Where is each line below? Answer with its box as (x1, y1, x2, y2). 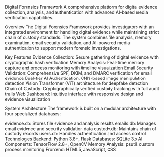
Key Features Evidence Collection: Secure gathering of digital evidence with (5, 54, 159, 60)
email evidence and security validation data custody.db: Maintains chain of (5, 126, 157, 131)
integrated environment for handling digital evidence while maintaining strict (5, 29, 159, 35)
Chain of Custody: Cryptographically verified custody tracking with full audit (5, 86, 160, 91)
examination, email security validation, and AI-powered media (5, 40, 130, 46)
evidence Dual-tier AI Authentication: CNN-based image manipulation (5, 76, 146, 81)
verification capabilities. (5, 15, 54, 20)
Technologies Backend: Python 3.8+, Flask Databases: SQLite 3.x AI (5, 136, 143, 142)
